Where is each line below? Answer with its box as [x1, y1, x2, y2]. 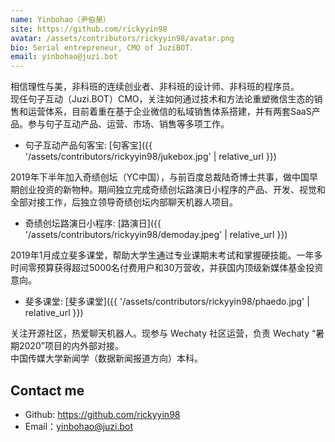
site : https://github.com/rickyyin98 [10, 24, 168, 34]
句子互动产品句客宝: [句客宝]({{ [24, 139, 153, 151]
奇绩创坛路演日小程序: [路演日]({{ [24, 217, 162, 230]
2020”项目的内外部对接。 [18, 340, 124, 352]
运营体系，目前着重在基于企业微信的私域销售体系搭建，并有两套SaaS [27, 106, 312, 118]
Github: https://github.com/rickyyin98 [24, 408, 181, 420]
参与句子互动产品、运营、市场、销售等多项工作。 [27, 118, 230, 130]
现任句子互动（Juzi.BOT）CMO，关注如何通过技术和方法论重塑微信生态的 [10, 93, 315, 105]
